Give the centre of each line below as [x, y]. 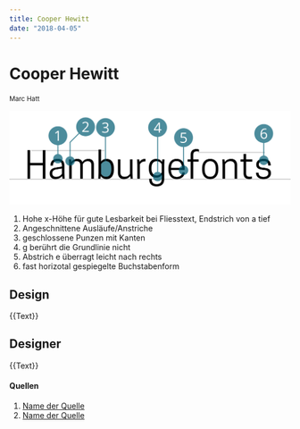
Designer [35, 344]
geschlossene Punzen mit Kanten [83, 238]
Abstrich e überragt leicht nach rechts [92, 257]
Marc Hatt [25, 99]
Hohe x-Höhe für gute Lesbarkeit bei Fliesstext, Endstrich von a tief [146, 219]
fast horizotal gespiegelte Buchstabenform [101, 266]
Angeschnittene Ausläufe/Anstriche [87, 229]
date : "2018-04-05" [46, 28]
